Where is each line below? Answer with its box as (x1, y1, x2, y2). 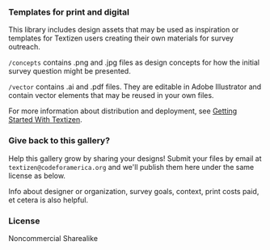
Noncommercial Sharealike (8, 233, 99, 243)
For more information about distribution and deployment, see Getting (8, 106, 238, 116)
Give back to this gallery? (8, 135, 111, 146)
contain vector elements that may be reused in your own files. (8, 91, 214, 100)
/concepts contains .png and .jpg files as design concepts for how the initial (8, 57, 260, 67)
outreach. (8, 42, 40, 52)
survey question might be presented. (8, 66, 131, 76)
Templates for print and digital (8, 6, 129, 18)
